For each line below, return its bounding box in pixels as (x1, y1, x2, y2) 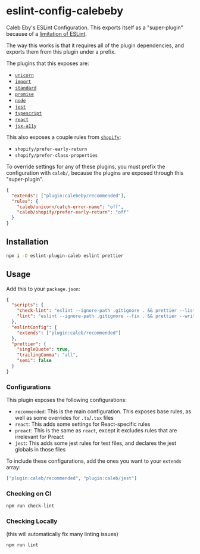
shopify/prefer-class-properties (14, 152, 98, 159)
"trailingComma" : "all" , (17, 352, 79, 358)
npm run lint (6, 542, 39, 548)
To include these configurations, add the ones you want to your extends (6, 457, 182, 465)
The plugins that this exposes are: (6, 60, 89, 67)
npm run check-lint (6, 503, 55, 509)
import (14, 79, 32, 85)
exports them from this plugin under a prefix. (6, 48, 116, 55)
